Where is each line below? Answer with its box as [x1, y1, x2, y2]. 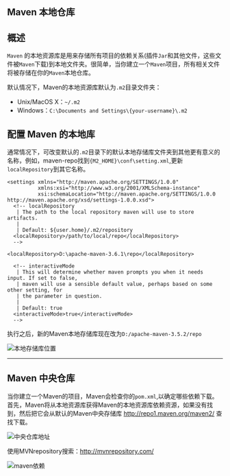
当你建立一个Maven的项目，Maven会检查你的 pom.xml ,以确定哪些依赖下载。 [7, 392, 218, 400]
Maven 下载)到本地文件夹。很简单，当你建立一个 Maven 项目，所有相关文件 [19, 60, 220, 69]
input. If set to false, [7, 275, 78, 282]
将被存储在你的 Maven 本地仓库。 [7, 69, 94, 77]
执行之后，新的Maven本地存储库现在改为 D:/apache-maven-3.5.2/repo [7, 330, 202, 338]
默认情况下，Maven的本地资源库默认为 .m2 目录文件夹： [7, 83, 162, 91]
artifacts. [7, 215, 38, 222]
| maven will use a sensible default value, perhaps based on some [16, 281, 213, 288]
